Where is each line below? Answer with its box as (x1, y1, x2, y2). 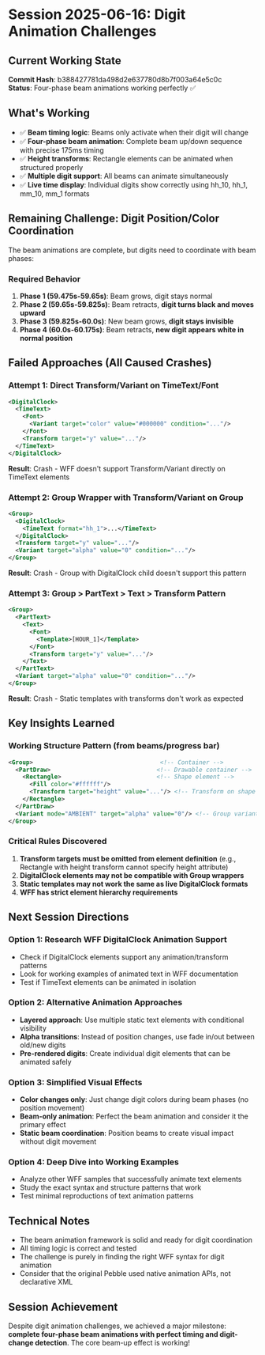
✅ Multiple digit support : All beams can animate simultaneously (19, 171, 229, 180)
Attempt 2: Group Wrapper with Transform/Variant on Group (8, 492, 244, 503)
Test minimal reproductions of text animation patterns (19, 1191, 194, 1201)
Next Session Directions (8, 910, 129, 924)
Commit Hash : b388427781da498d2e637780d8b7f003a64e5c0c (8, 75, 222, 84)
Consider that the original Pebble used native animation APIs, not (19, 1269, 231, 1278)
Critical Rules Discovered (8, 836, 107, 847)
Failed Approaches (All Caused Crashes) (8, 356, 212, 369)
